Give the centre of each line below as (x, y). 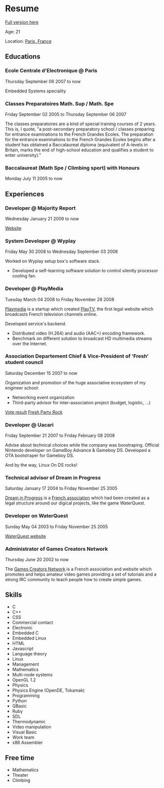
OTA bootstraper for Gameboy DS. (40, 455)
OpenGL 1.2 (24, 680)
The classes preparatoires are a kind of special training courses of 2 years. (81, 124)
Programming (26, 695)
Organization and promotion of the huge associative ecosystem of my (75, 382)
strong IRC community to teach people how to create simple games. (74, 579)
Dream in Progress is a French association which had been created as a (77, 498)
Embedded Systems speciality (35, 91)
